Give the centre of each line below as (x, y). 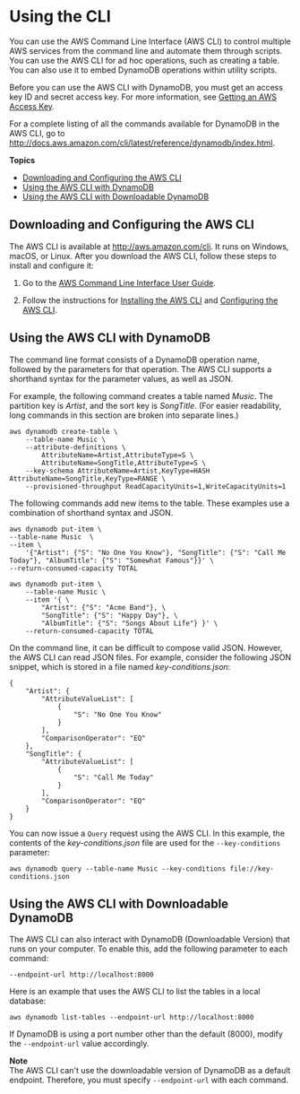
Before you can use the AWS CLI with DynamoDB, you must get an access (146, 87)
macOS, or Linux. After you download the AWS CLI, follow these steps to (143, 256)
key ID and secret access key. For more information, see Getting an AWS (143, 97)
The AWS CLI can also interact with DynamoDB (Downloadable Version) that (150, 940)
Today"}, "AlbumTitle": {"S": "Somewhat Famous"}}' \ (112, 560)
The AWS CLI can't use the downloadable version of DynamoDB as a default (150, 1071)
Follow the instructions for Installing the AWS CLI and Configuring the (150, 300)
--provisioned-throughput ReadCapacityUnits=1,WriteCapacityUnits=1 (156, 486)
